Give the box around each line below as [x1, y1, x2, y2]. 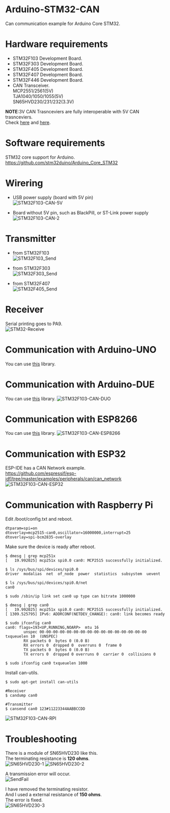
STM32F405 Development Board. [12, 66, 83, 72]
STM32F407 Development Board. [12, 71, 83, 78]
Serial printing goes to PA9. [5, 321, 63, 327]
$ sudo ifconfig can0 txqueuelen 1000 [5, 661, 88, 666]
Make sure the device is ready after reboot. [5, 544, 96, 550]
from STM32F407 [12, 280, 50, 286]
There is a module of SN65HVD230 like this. [5, 750, 98, 756]
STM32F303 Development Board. [12, 60, 83, 67]
